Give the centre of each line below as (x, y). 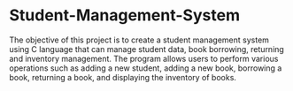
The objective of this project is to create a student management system (139, 40)
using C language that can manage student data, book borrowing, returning (147, 49)
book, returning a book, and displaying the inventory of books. (123, 77)
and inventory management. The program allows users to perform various (144, 58)
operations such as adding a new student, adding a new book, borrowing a (146, 68)
